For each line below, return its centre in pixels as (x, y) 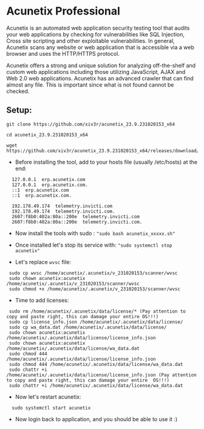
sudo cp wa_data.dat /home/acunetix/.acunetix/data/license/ (88, 327)
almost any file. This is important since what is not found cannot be (90, 85)
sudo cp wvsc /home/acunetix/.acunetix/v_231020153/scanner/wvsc (93, 273)
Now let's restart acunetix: (48, 397)
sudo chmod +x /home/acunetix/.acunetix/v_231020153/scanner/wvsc (95, 289)
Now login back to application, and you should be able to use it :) (96, 419)
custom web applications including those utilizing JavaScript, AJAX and (96, 71)
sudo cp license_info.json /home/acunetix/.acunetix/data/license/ (96, 322)
